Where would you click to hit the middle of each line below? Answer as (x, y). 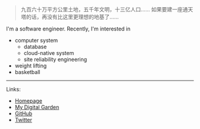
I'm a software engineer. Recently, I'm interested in (68, 29)
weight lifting (31, 66)
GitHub (24, 113)
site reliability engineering (55, 59)
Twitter (24, 120)
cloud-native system (49, 53)
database (35, 47)
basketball (27, 72)
